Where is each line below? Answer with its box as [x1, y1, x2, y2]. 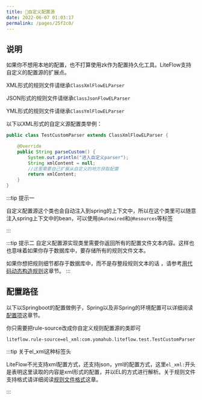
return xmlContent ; [28, 171, 77, 177]
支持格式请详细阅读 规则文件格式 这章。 [6, 376, 101, 383]
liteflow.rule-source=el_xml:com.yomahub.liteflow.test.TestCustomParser [6, 336, 196, 343]
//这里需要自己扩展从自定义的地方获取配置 [28, 166, 119, 172]
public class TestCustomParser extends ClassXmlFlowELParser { [6, 133, 169, 139]
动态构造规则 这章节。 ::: [11, 267, 71, 275]
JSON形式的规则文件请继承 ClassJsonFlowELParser [6, 94, 131, 102]
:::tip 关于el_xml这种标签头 [6, 347, 71, 355]
